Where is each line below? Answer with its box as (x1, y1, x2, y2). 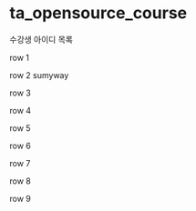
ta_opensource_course (9, 3, 188, 24)
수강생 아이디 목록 (9, 34, 73, 45)
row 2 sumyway (9, 69, 69, 80)
